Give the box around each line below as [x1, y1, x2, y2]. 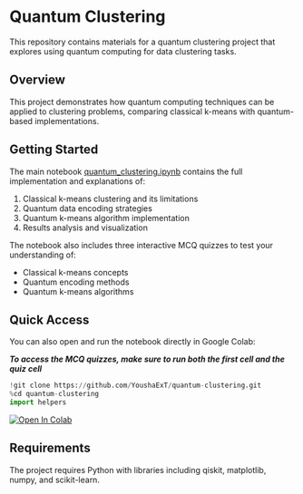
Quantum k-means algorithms [22, 286, 134, 296]
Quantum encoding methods [22, 276, 130, 287]
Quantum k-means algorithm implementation [22, 212, 191, 223]
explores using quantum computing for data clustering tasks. [9, 45, 238, 56]
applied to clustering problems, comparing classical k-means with [9, 106, 256, 117]
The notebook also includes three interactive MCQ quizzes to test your [9, 239, 274, 250]
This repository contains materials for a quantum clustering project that [9, 36, 276, 47]
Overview [9, 73, 66, 88]
